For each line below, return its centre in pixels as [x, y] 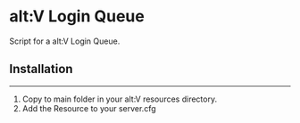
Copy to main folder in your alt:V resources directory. [119, 99]
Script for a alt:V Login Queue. [65, 41]
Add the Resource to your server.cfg [89, 108]
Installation [41, 69]
